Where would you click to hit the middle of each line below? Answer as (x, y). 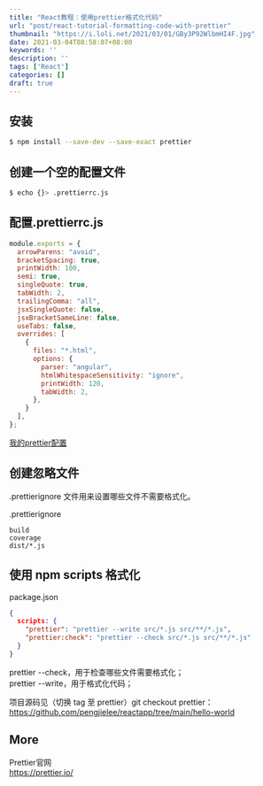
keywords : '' (33, 50)
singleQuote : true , (53, 285)
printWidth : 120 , (73, 383)
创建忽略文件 (44, 473)
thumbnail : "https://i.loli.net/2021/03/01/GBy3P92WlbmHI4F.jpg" (132, 34)
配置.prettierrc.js (56, 223)
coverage (25, 538)
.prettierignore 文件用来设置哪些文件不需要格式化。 (102, 496)
